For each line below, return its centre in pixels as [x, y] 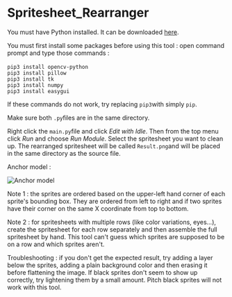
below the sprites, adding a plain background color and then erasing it [107, 265]
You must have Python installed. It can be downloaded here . [93, 32]
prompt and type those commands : [58, 53]
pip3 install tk [31, 79]
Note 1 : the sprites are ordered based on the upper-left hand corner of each [116, 193]
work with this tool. [34, 287]
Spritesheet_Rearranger [78, 13]
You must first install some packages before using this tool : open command [116, 45]
